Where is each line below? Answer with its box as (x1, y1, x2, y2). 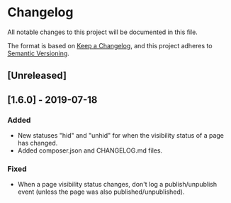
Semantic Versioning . (7, 49, 69, 57)
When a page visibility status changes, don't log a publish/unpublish (17, 180, 218, 189)
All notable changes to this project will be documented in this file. (7, 28, 198, 36)
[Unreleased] (7, 70, 67, 82)
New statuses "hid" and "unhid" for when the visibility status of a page (17, 131, 225, 140)
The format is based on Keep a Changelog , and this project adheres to (7, 41, 213, 50)
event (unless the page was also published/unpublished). (17, 187, 185, 196)
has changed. (17, 139, 58, 148)
